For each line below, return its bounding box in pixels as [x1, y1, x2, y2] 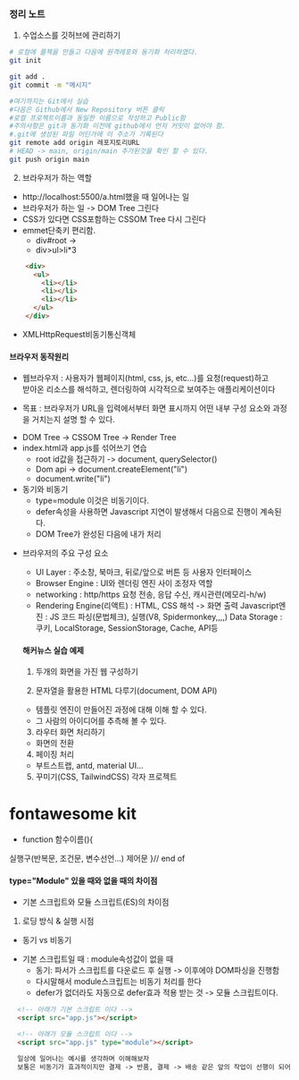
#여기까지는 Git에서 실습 [9, 97, 89, 106]
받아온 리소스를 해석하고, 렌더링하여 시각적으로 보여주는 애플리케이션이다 [21, 384, 276, 395]
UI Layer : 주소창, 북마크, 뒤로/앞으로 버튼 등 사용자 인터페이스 [35, 566, 253, 578]
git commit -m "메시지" [9, 81, 92, 89]
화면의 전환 [35, 738, 74, 749]
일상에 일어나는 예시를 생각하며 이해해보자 [17, 1054, 150, 1063]
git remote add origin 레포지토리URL [9, 139, 140, 148]
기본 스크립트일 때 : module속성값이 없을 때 [21, 954, 174, 965]
